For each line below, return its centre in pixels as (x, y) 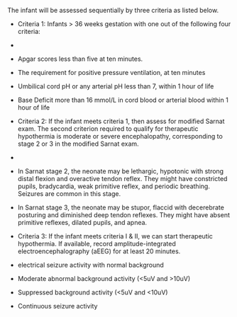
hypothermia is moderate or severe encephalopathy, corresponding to (120, 136)
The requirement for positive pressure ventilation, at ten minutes (111, 73)
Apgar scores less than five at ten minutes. (80, 59)
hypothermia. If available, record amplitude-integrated (97, 244)
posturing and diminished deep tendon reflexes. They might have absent (124, 215)
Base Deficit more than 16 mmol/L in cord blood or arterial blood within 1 (123, 100)
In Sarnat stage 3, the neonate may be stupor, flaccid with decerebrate (121, 207)
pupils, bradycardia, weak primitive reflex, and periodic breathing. (114, 186)
